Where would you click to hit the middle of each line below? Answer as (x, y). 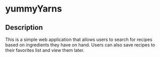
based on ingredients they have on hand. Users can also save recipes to (80, 45)
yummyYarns (34, 9)
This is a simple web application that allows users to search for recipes (79, 39)
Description (24, 27)
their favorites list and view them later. (45, 50)
